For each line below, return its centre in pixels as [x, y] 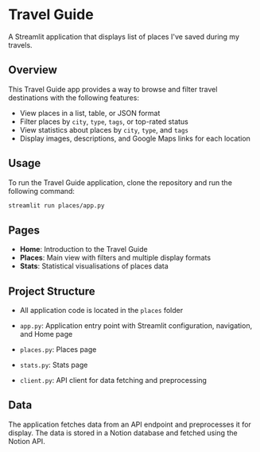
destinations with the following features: [74, 98]
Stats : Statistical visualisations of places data [94, 266]
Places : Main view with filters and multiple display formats [115, 258]
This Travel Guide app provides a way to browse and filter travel [113, 89]
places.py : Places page [58, 350]
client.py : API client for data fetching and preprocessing [113, 381]
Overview [33, 70]
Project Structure [52, 291]
